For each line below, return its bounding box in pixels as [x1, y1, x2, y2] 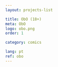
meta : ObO [5, 21, 26, 26]
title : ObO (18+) [5, 16, 42, 22]
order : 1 [5, 31, 24, 36]
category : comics [5, 40, 42, 45]
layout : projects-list [5, 7, 53, 13]
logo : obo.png [5, 26, 35, 31]
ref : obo [5, 54, 24, 59]
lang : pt [5, 49, 24, 54]
